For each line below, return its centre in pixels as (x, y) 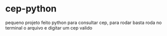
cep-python (31, 9)
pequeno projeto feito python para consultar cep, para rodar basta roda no (83, 22)
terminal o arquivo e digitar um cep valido (49, 27)
